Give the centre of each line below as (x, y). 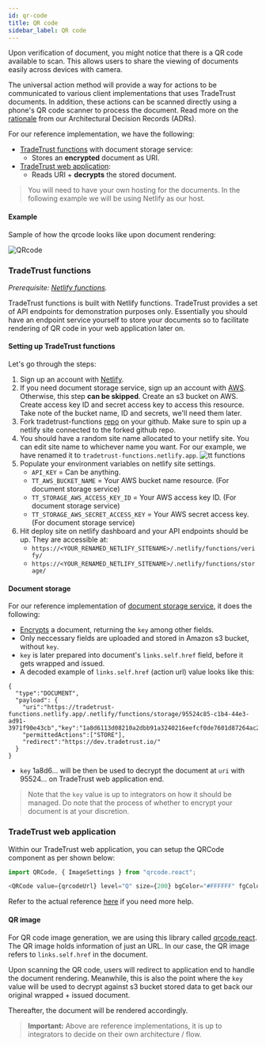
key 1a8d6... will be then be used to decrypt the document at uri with (132, 771)
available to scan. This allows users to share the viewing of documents (123, 61)
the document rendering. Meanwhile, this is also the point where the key (125, 978)
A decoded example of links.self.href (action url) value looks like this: (137, 672)
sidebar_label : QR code (47, 30)
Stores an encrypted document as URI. (95, 158)
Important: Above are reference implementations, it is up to (125, 1026)
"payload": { (37, 700)
